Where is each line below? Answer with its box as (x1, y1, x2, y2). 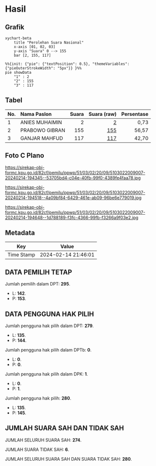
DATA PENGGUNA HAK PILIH (5, 310, 94, 318)
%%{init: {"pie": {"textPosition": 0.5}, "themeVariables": (5, 62, 130, 67)
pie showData (5, 70, 32, 75)
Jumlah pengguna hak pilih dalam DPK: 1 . (5, 371, 88, 377)
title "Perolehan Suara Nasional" (14, 40, 84, 45)
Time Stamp (7, 251, 36, 258)
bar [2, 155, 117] (14, 53, 51, 58)
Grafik (5, 23, 24, 31)
